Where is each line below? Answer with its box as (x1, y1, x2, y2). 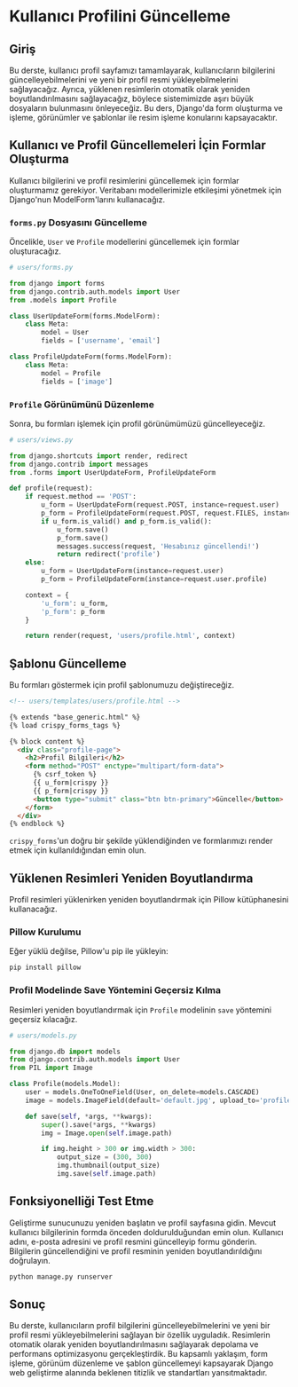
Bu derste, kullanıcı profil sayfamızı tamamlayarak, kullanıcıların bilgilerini (9, 65, 276, 75)
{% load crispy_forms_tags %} (9, 721, 122, 729)
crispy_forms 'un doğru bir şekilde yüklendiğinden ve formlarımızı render (9, 836, 273, 847)
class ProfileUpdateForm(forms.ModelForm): (9, 352, 173, 361)
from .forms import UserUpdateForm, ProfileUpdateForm (9, 468, 216, 477)
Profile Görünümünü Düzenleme (9, 398, 155, 410)
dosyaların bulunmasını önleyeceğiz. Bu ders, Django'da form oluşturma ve (9, 103, 284, 113)
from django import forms (9, 279, 105, 288)
